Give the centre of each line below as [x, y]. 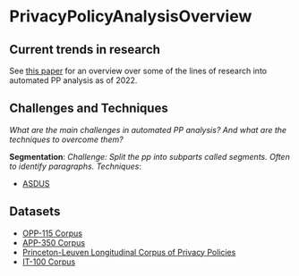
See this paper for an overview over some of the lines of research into [138, 71]
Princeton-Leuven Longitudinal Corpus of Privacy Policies [129, 252]
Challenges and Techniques [89, 109]
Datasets [35, 212]
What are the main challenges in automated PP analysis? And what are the [148, 130]
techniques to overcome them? [66, 139]
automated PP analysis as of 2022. [73, 80]
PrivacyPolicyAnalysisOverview [131, 17]
